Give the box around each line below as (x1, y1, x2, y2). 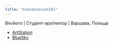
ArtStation (12, 29, 33, 35)
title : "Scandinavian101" (5, 7, 57, 12)
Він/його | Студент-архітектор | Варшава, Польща (5, 20, 109, 26)
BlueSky (12, 34, 29, 40)
